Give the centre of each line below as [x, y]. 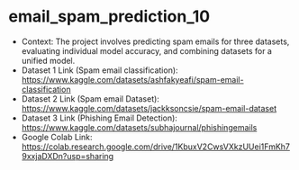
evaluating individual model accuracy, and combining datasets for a [146, 50]
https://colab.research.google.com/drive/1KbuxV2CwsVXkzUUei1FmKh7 [155, 147]
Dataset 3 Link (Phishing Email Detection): [99, 118]
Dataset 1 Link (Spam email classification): [100, 70]
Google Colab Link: [57, 137]
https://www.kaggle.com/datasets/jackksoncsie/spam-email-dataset [149, 108]
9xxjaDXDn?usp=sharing [68, 156]
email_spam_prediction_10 [109, 17]
